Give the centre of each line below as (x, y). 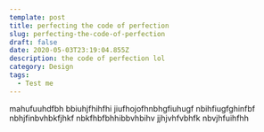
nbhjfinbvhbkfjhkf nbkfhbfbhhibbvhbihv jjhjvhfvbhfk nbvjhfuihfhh (129, 118)
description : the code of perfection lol (87, 58)
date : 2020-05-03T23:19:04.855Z (69, 50)
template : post (37, 17)
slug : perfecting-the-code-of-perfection (87, 34)
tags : (19, 75)
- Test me (35, 83)
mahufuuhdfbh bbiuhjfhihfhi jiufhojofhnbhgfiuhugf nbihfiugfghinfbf (132, 108)
